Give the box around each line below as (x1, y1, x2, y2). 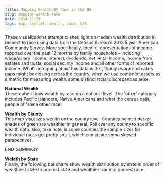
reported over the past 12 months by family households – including (5, 50, 140, 56)
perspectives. (5, 137, 33, 143)
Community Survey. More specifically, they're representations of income (5, 45, 152, 51)
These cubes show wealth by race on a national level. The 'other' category (5, 91, 157, 97)
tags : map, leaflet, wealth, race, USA (5, 21, 87, 26)
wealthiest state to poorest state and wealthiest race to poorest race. (5, 167, 145, 173)
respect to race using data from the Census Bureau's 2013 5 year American (5, 40, 159, 46)
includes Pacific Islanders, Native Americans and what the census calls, (5, 96, 151, 102)
